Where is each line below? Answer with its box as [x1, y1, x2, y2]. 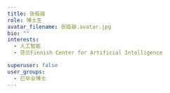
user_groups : [7, 68, 46, 76]
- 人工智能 [13, 43, 41, 50]
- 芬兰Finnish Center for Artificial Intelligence [13, 50, 163, 57]
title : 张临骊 [7, 10, 46, 17]
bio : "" [7, 29, 30, 37]
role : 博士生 [7, 17, 42, 24]
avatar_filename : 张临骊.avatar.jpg [7, 23, 112, 30]
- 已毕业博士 [13, 75, 47, 82]
